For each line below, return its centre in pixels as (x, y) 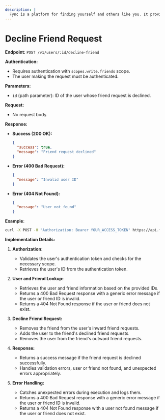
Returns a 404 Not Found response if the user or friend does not (85, 304)
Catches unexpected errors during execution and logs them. (80, 392)
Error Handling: (28, 383)
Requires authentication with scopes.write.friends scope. (71, 71)
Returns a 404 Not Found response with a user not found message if (89, 408)
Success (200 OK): (32, 134)
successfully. (33, 363)
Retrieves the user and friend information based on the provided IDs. (89, 288)
